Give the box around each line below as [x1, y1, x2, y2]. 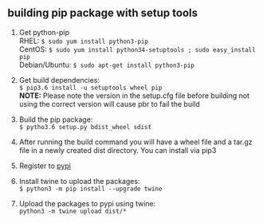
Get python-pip [18, 27, 69, 37]
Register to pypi [18, 161, 71, 170]
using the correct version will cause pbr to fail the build [18, 99, 200, 108]
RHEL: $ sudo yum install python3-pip [18, 36, 149, 45]
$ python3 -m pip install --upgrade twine [18, 185, 163, 193]
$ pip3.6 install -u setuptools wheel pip [18, 84, 163, 92]
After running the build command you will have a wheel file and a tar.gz [18, 137, 253, 147]
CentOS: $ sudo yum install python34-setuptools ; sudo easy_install [18, 44, 256, 54]
